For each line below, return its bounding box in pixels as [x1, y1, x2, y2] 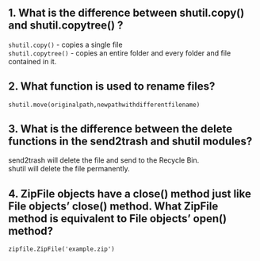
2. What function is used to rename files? [8, 79, 216, 94]
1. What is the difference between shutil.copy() [8, 6, 245, 20]
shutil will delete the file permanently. [8, 164, 131, 174]
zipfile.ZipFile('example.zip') [8, 245, 115, 253]
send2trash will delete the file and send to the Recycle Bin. [8, 155, 200, 165]
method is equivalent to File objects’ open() [8, 212, 227, 225]
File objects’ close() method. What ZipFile [8, 199, 219, 213]
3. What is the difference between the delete [8, 122, 232, 136]
